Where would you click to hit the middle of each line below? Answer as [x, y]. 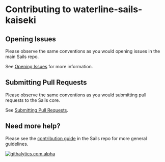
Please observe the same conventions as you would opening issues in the [83, 51]
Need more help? [33, 126]
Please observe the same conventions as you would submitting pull [76, 95]
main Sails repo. [22, 57]
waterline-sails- [108, 9]
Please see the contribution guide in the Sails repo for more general [76, 138]
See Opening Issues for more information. [49, 66]
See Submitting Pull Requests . [37, 110]
